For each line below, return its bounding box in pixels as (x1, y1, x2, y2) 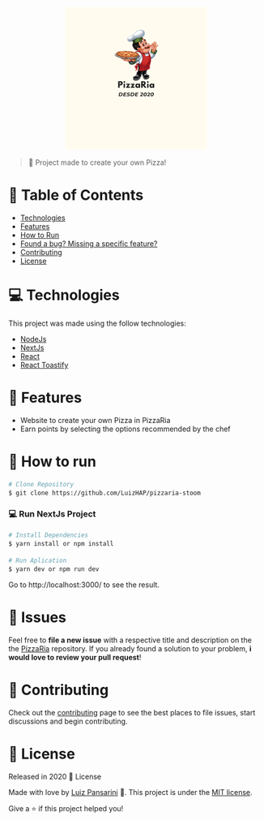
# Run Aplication (8, 556, 67, 565)
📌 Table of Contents (8, 186, 144, 205)
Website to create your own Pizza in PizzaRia (19, 415, 171, 425)
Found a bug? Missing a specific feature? (19, 239, 158, 248)
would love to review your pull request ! (8, 653, 142, 663)
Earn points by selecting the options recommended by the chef (19, 424, 231, 434)
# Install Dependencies (8, 531, 89, 539)
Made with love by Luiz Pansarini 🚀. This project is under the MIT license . (8, 787, 253, 797)
